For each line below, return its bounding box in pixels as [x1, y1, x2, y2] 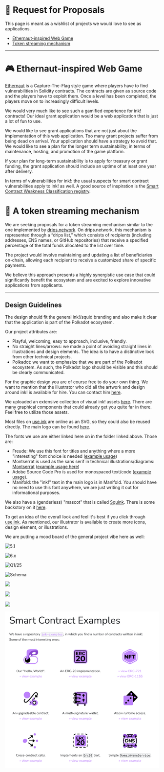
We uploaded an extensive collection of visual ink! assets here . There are [5, 398, 152, 404]
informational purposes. [12, 490, 61, 495]
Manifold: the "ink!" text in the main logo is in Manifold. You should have [12, 479, 157, 485]
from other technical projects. [12, 353, 72, 359]
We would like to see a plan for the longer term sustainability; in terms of [5, 143, 151, 149]
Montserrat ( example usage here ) [12, 464, 80, 469]
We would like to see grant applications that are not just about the [5, 127, 137, 134]
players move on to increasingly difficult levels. [5, 98, 100, 104]
